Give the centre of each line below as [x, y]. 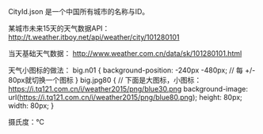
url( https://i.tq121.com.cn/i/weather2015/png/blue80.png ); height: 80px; [126, 97]
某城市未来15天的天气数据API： [59, 28]
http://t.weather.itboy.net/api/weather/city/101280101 [94, 37]
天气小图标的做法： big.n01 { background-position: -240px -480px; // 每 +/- [132, 70]
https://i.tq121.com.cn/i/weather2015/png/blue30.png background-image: [128, 89]
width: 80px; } [31, 106]
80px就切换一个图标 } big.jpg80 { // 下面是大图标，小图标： [105, 80]
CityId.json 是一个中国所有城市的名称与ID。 [79, 11]
